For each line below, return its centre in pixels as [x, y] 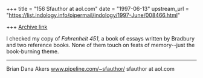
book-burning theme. [33, 51]
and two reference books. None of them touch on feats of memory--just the [101, 45]
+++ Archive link [27, 27]
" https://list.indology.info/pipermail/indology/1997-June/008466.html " [93, 15]
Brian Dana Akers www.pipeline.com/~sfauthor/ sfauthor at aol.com [91, 69]
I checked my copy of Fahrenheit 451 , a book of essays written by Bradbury [101, 38]
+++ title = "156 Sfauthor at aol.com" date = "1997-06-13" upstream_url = [98, 9]
